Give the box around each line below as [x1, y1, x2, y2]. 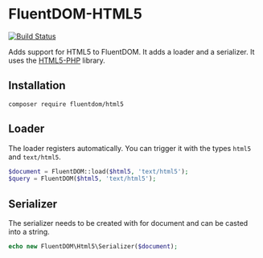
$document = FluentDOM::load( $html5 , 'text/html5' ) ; [8, 167, 189, 175]
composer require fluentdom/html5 [8, 100, 125, 109]
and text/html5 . [8, 152, 62, 162]
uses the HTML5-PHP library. [8, 55, 106, 65]
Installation [8, 79, 66, 92]
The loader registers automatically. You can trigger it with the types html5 [8, 143, 252, 153]
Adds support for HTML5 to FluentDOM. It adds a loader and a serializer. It [8, 47, 255, 56]
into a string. [8, 227, 50, 237]
